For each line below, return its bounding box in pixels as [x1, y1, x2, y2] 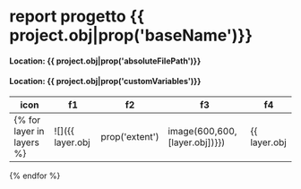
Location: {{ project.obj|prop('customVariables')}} [9, 76, 202, 87]
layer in [13, 125, 45, 137]
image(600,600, [168, 125, 237, 137]
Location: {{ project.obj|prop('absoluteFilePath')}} [9, 56, 202, 66]
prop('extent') [100, 130, 159, 142]
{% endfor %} [9, 170, 61, 181]
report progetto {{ [9, 6, 145, 27]
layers [13, 136, 40, 149]
